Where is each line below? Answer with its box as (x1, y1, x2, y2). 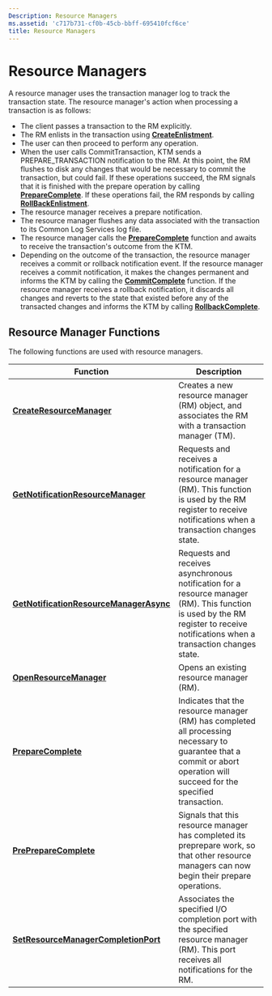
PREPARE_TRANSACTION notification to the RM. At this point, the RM (19, 155, 251, 166)
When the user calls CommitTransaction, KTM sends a (19, 147, 202, 157)
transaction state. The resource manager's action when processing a (8, 97, 239, 107)
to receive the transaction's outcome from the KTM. (19, 242, 193, 252)
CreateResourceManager (12, 405, 112, 417)
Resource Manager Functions (8, 325, 160, 339)
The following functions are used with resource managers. (8, 347, 203, 357)
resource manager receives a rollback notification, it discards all (19, 285, 235, 295)
